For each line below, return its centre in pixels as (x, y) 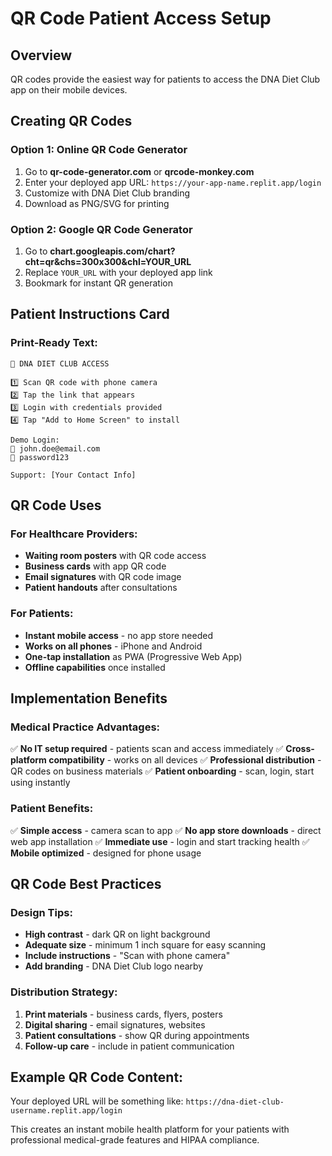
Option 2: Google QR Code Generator (101, 229)
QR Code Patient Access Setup (141, 18)
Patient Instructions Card (90, 314)
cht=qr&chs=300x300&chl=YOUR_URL (108, 261)
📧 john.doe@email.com (55, 448)
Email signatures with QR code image (103, 577)
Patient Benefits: (52, 809)
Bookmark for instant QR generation (98, 283)
